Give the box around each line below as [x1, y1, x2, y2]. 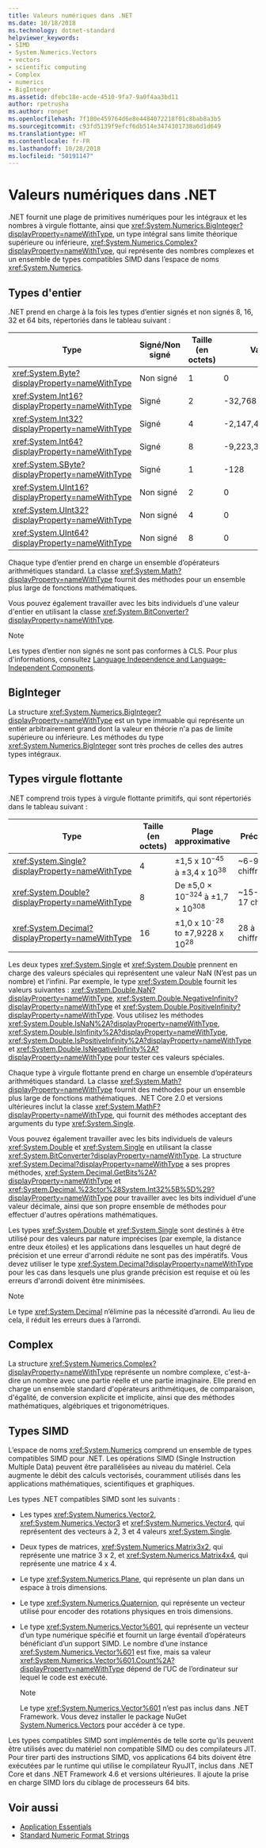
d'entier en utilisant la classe [8, 607, 101, 616]
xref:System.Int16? [12, 391, 83, 401]
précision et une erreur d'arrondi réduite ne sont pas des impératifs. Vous [8, 1250, 248, 1260]
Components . [51, 663, 96, 672]
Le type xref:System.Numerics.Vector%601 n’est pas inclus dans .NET [19, 1703, 249, 1713]
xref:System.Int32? [12, 414, 83, 424]
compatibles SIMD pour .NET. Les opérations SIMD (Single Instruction [8, 1454, 236, 1464]
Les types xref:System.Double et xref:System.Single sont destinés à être [8, 1225, 245, 1235]
